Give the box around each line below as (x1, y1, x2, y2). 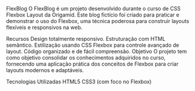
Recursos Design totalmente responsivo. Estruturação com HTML (6, 35, 165, 42)
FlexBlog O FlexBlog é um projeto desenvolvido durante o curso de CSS (6, 5, 181, 12)
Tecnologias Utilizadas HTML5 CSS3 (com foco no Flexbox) (6, 78, 152, 85)
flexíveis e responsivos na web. (6, 24, 83, 31)
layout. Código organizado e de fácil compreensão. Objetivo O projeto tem (6, 48, 187, 55)
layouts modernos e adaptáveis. (6, 67, 84, 73)
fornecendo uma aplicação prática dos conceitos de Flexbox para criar (6, 60, 179, 67)
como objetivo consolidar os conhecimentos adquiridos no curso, (6, 54, 166, 61)
